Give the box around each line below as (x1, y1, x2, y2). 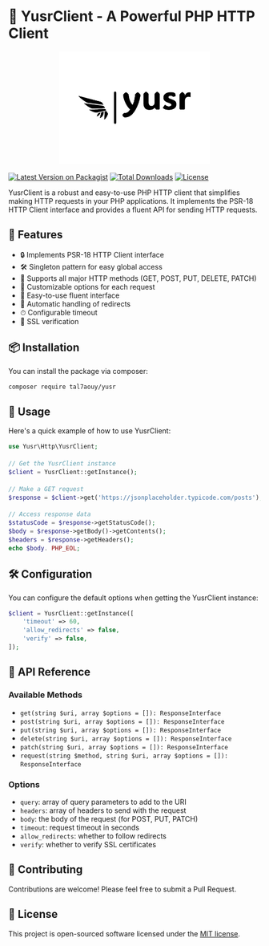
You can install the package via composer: (8, 366, 148, 376)
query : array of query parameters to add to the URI (19, 797, 187, 806)
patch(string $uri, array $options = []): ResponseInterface (19, 743, 229, 751)
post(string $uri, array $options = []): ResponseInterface (19, 717, 225, 725)
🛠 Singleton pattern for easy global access (19, 262, 163, 271)
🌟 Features (8, 228, 63, 242)
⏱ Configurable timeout (19, 307, 98, 317)
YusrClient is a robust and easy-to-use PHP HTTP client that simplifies (8, 188, 240, 197)
